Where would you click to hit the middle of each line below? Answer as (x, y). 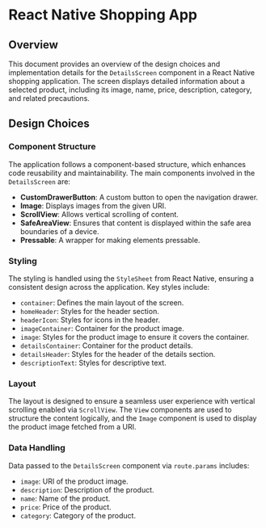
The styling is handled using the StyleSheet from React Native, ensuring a (131, 278)
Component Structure (52, 147)
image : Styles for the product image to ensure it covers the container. (134, 337)
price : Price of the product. (65, 507)
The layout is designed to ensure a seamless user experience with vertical (132, 401)
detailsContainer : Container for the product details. (106, 346)
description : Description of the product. (87, 489)
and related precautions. (49, 98)
